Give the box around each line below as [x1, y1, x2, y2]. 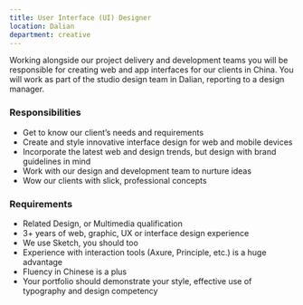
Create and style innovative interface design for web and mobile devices [22, 137, 293, 148]
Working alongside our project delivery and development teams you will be [9, 55, 289, 66]
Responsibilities [9, 106, 81, 119]
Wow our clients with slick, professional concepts [22, 175, 207, 186]
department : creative [9, 30, 91, 39]
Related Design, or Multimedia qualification [22, 218, 183, 229]
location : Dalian [9, 22, 75, 31]
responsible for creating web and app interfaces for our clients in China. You [9, 64, 294, 75]
